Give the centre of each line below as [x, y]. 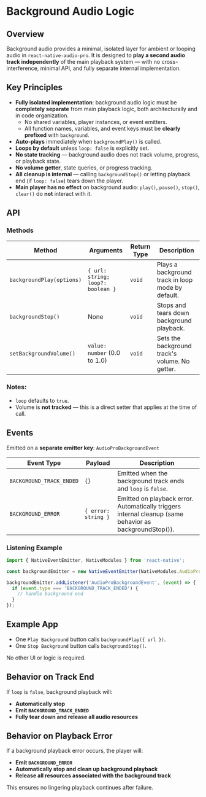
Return [140, 246]
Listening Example [34, 548]
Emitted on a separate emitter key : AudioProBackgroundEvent [83, 448]
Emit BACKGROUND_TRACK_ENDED [52, 710]
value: [97, 346]
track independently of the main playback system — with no [83, 62]
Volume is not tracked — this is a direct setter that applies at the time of [106, 407]
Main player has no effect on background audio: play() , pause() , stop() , [107, 187]
